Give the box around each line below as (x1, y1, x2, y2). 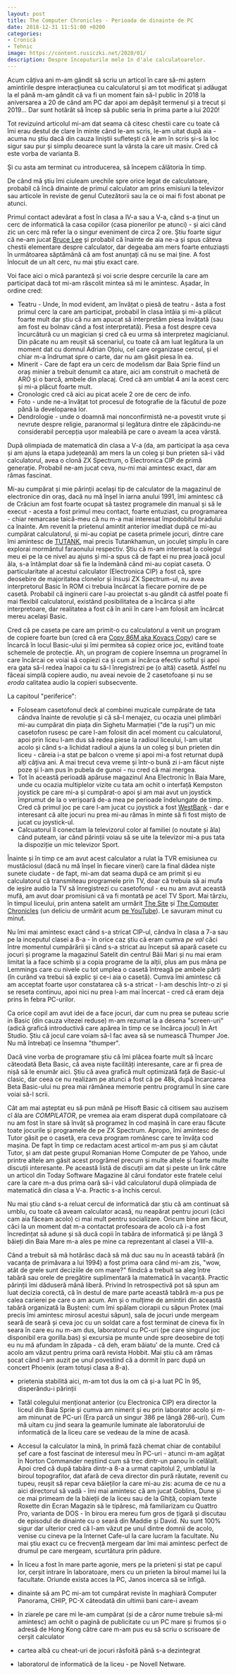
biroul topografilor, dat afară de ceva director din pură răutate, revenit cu (17, 1471, 228, 1480)
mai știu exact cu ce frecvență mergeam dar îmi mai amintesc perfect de (17, 1539, 228, 1547)
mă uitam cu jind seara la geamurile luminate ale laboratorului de (17, 1420, 206, 1429)
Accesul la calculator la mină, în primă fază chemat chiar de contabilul (17, 1442, 221, 1450)
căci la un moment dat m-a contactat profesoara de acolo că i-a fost (7, 1222, 206, 1231)
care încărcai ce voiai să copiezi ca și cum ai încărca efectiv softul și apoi (7, 655, 220, 664)
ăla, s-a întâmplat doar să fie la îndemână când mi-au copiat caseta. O (7, 559, 211, 568)
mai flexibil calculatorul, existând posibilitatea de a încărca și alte (7, 597, 195, 605)
